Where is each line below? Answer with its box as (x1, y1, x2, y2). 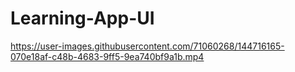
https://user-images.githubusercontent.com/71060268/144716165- (10, 40, 285, 52)
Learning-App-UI (10, 7, 155, 30)
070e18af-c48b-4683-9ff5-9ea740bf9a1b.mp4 (10, 50, 205, 62)
